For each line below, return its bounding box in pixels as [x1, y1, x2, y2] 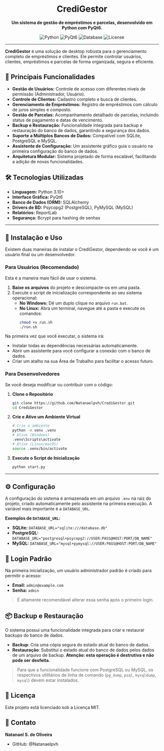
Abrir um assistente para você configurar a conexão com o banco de [12, 348, 151, 354]
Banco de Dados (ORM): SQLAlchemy [12, 199, 89, 205]
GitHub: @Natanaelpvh [12, 741, 59, 747]
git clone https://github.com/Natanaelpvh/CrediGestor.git [12, 400, 135, 405]
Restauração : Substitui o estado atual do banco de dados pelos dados [12, 647, 155, 653]
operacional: [12, 295, 38, 301]
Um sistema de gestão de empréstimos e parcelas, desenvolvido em [11, 20, 153, 25]
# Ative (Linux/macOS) [12, 442, 59, 446]
